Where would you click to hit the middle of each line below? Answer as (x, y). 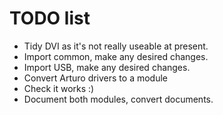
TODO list (50, 18)
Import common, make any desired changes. (116, 56)
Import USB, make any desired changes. (107, 67)
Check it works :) (59, 88)
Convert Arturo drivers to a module (95, 78)
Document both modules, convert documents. (118, 99)
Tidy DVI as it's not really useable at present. (116, 46)
